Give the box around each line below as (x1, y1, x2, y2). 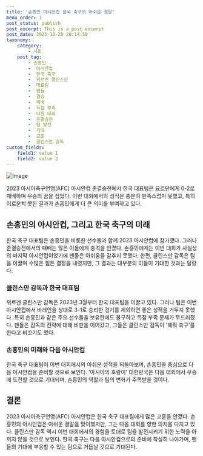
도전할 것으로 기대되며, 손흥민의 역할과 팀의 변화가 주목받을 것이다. (12, 376, 170, 383)
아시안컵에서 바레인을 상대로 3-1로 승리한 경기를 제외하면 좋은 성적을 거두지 (6, 306, 184, 313)
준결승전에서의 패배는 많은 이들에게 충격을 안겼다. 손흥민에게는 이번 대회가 (6, 244, 181, 252)
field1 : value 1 (17, 150, 59, 156)
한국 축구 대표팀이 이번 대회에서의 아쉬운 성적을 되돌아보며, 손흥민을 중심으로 (6, 361, 188, 368)
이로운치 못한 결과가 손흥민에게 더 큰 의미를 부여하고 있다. (6, 200, 142, 207)
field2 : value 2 (17, 155, 59, 162)
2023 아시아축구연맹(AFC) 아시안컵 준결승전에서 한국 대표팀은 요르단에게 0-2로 (6, 185, 195, 192)
